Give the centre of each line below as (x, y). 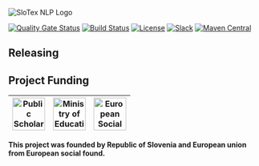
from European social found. (57, 153)
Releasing (34, 53)
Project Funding (49, 80)
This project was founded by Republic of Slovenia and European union (127, 145)
